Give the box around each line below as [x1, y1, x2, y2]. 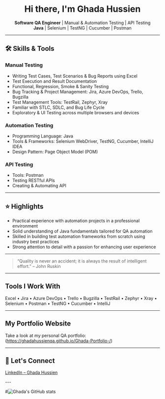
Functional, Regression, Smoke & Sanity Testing [12, 83, 109, 89]
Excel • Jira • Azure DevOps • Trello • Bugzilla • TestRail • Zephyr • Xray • [5, 295, 157, 301]
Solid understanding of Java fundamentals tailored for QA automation [12, 228, 153, 234]
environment [12, 223, 38, 229]
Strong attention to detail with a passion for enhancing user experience [12, 244, 156, 250]
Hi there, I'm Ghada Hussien [24, 3, 141, 15]
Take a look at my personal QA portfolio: [5, 332, 86, 338]
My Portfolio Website [5, 319, 71, 328]
